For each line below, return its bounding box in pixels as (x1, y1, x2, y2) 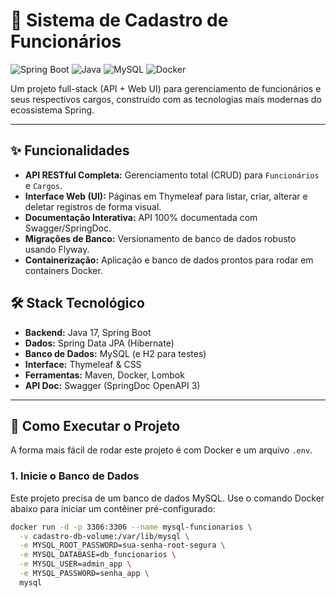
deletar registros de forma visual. (24, 200, 162, 213)
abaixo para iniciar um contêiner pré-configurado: (10, 502, 216, 514)
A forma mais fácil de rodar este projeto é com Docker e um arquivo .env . (10, 444, 313, 456)
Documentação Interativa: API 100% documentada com (24, 211, 258, 223)
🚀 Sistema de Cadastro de (10, 9, 229, 32)
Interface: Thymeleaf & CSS (24, 358, 142, 370)
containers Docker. (24, 264, 103, 276)
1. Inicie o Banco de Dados (10, 469, 140, 483)
